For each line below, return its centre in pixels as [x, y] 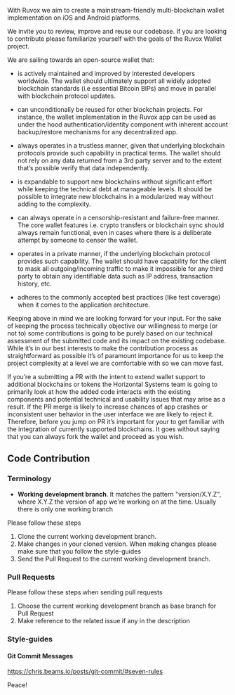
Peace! [18, 685]
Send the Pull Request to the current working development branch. [114, 559]
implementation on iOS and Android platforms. [74, 18]
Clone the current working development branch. [87, 536]
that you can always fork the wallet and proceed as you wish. [96, 436]
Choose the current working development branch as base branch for [117, 606]
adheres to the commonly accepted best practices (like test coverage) [119, 297]
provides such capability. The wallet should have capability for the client [122, 261]
